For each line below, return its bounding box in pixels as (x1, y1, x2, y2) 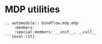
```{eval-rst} (5, 34, 35, 39)
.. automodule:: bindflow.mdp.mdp (5, 20, 79, 26)
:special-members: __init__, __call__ (14, 29, 97, 34)
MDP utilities (5, 4, 60, 15)
